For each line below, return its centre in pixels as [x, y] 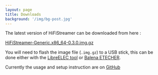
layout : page [19, 10]
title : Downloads [23, 14]
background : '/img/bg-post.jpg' [39, 19]
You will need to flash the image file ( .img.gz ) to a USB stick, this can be [79, 52]
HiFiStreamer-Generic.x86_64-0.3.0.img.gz [49, 43]
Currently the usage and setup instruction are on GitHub [63, 67]
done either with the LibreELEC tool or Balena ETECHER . [63, 58]
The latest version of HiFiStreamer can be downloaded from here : [73, 33]
